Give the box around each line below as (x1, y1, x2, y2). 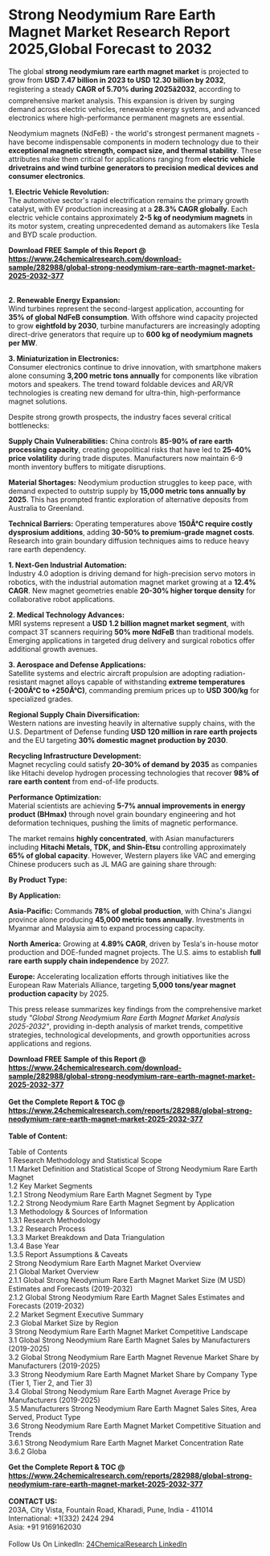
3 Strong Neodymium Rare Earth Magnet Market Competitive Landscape (8, 1326, 248, 1336)
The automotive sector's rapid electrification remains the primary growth (8, 195, 249, 205)
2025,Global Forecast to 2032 (8, 40, 213, 58)
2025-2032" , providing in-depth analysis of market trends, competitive (8, 1021, 243, 1031)
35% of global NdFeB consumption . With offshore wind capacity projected (8, 312, 259, 322)
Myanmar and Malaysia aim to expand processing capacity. (8, 923, 205, 932)
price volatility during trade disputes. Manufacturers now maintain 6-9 (8, 453, 243, 463)
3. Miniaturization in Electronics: (8, 353, 119, 363)
